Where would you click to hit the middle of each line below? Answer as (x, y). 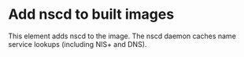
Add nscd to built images (91, 14)
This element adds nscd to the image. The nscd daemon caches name (122, 36)
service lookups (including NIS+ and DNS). (78, 44)
